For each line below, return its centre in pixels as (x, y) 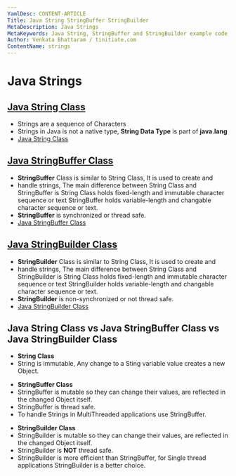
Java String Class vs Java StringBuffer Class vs (113, 328)
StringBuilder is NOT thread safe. (65, 451)
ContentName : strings (39, 46)
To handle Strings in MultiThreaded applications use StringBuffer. (112, 414)
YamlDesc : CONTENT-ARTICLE (47, 14)
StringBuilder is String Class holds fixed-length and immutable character (122, 276)
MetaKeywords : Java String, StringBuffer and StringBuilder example (110, 33)
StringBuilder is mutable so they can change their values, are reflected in (123, 435)
